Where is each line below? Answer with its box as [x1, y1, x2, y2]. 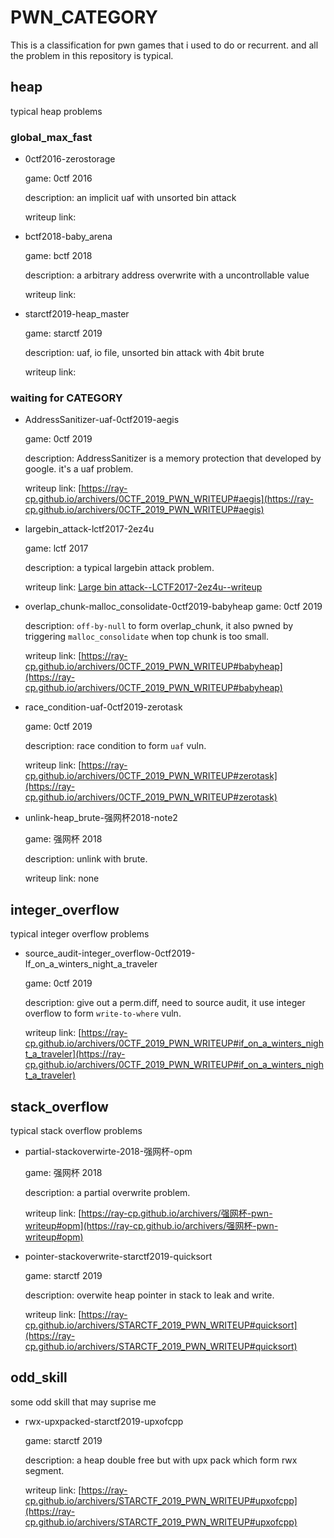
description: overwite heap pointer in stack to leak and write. [24, 1289, 275, 1301]
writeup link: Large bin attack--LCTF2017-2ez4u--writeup [24, 581, 263, 593]
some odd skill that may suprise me [10, 1396, 157, 1408]
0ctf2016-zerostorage [24, 153, 116, 165]
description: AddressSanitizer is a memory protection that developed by [24, 452, 322, 465]
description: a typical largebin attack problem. [24, 562, 215, 574]
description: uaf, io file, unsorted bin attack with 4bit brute [24, 347, 265, 359]
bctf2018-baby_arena [24, 231, 113, 243]
